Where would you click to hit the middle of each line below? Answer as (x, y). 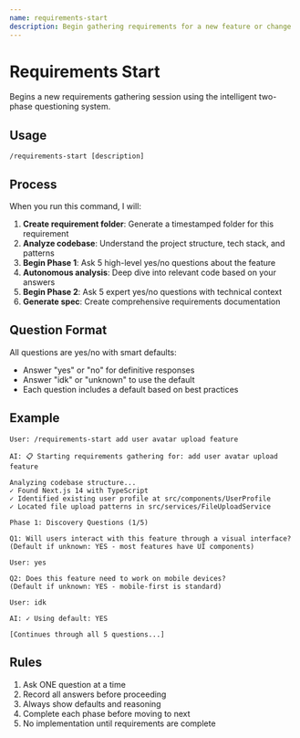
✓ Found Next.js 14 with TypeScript (79, 490)
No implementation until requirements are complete (119, 723)
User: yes (28, 563)
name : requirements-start (58, 18)
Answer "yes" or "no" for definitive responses (109, 370)
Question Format (58, 330)
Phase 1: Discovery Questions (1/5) (79, 522)
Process (33, 184)
